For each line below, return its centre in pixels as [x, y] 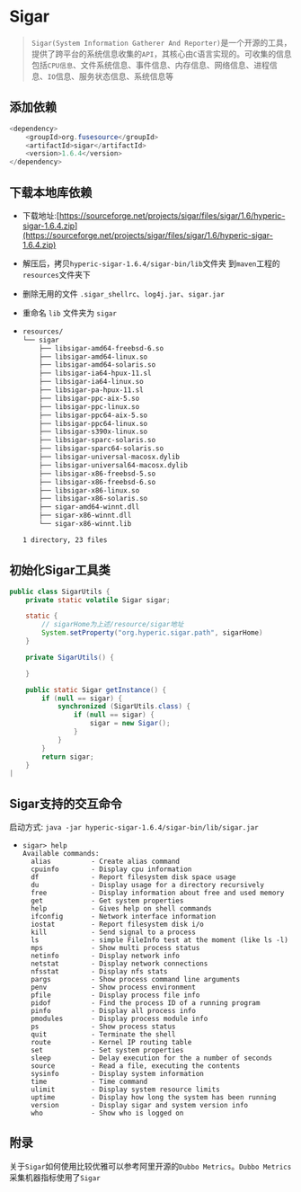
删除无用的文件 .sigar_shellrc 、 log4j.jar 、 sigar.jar [123, 293]
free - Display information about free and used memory [158, 893]
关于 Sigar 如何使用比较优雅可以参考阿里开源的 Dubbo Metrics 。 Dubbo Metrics [150, 1166]
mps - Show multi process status [115, 948]
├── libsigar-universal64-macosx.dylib [114, 465]
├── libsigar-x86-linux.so [89, 490]
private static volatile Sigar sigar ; [98, 600]
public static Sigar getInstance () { [96, 689]
